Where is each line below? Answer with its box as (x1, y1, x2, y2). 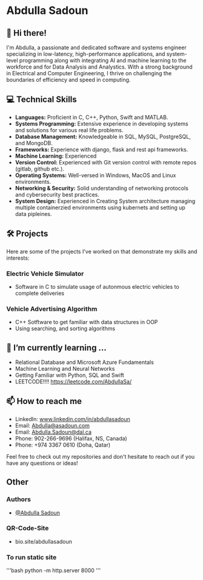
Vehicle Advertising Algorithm (6, 305, 98, 313)
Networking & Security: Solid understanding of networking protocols (15, 184, 189, 192)
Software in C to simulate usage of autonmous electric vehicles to (15, 283, 180, 290)
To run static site (6, 553, 57, 561)
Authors (6, 495, 32, 504)
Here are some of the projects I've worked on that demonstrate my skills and (6, 248, 198, 255)
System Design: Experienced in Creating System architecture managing (15, 197, 196, 204)
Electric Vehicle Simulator (6, 269, 84, 278)
